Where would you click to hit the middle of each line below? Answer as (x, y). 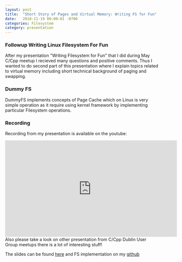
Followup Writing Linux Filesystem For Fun (57, 45)
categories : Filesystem (29, 23)
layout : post (18, 10)
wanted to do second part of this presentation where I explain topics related (82, 66)
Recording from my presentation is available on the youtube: (66, 134)
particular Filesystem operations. (38, 110)
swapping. (16, 76)
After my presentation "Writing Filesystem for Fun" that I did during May (78, 56)
